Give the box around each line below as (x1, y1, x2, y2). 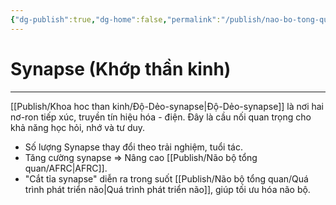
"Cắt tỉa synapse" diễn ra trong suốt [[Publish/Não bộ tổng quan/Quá (24, 172, 309, 185)
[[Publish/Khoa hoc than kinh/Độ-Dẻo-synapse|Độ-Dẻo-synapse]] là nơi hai (10, 100, 324, 112)
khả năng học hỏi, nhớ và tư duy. (10, 121, 146, 133)
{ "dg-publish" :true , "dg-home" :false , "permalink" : (10, 14, 222, 25)
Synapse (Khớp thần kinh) (10, 57, 232, 80)
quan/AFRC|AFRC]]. (24, 162, 108, 174)
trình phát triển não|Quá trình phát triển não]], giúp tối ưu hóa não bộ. (24, 183, 311, 195)
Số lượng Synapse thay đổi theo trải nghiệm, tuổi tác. (24, 141, 243, 153)
